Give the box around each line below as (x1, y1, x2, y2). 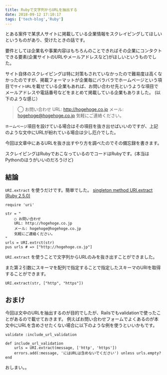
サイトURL (14, 84, 32, 89)
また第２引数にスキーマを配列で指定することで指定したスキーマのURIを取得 (5, 265, 161, 271)
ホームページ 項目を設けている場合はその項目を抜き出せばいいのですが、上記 (5, 123, 159, 129)
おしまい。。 (5, 365, 29, 370)
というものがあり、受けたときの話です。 (5, 37, 88, 43)
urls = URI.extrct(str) (5, 240, 55, 245)
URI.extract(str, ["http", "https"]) (5, 281, 84, 286)
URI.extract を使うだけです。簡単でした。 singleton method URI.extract (5, 187, 153, 193)
